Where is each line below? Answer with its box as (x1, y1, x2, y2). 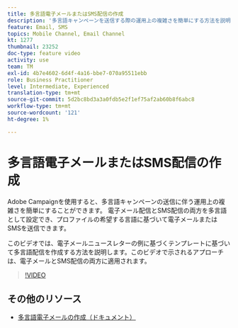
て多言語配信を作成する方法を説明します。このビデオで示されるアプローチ (7, 247, 225, 256)
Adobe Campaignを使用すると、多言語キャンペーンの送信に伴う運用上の (7, 197, 220, 205)
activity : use (7, 57, 50, 64)
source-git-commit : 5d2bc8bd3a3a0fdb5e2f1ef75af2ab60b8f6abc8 (7, 96, 195, 103)
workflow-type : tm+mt (7, 103, 72, 110)
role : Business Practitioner (7, 76, 93, 84)
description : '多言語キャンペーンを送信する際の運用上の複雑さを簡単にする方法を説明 (7, 17, 232, 24)
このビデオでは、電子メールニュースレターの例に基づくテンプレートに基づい (7, 239, 230, 247)
